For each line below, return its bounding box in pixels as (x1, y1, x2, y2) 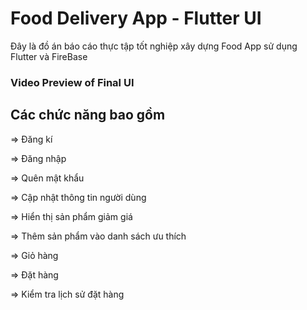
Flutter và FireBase (10, 50, 88, 62)
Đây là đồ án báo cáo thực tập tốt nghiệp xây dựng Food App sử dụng (10, 40, 298, 52)
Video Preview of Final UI (10, 75, 135, 89)
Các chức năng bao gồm (10, 107, 166, 124)
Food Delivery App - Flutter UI (10, 7, 262, 30)
